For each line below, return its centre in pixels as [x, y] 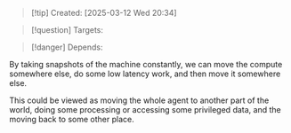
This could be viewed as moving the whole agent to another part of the [139, 100]
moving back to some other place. [72, 119]
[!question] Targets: [67, 30]
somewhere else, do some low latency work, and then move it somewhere [145, 74]
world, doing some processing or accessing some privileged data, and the [145, 110]
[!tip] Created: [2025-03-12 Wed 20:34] [104, 13]
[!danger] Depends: [67, 47]
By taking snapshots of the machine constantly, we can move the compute [146, 64]
